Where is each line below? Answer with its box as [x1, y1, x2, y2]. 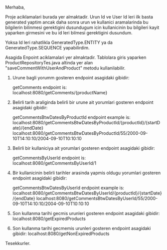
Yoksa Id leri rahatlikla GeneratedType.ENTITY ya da [5, 39, 113, 45]
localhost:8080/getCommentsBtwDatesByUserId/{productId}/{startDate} [12, 190, 162, 196]
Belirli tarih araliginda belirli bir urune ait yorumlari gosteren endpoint [12, 99, 154, 105]
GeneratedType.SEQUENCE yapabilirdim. [5, 45, 90, 50]
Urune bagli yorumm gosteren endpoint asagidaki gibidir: [12, 75, 130, 80]
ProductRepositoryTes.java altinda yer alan [5, 60, 93, 65]
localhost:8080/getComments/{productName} [12, 90, 108, 95]
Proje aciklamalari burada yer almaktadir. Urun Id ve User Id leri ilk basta [5, 14, 154, 19]
